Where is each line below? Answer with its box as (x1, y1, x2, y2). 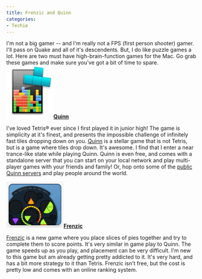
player (6, 163, 22, 170)
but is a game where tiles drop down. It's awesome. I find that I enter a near (6, 144, 194, 151)
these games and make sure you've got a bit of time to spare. (6, 59, 159, 66)
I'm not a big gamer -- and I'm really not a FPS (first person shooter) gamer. (6, 40, 194, 47)
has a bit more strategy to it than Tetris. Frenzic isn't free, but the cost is (6, 260, 186, 267)
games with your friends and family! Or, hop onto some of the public (23, 163, 193, 170)
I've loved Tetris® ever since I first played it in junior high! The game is (6, 124, 180, 132)
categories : (6, 16, 36, 22)
